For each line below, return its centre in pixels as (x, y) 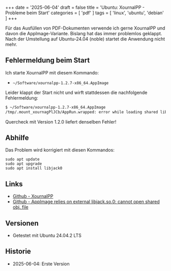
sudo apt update (22, 159)
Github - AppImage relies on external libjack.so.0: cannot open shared (86, 202)
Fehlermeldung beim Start (48, 60)
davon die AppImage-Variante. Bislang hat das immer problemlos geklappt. (84, 33)
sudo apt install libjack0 (34, 168)
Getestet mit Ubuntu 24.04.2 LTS (47, 235)
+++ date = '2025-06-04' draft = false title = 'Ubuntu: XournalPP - (75, 7)
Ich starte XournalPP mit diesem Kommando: (52, 72)
